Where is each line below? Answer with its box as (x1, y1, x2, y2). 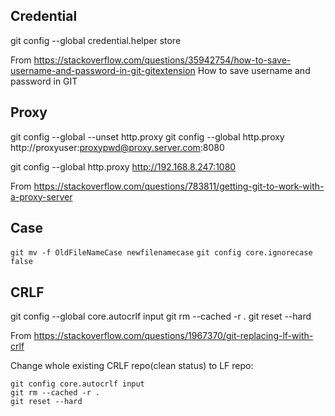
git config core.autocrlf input (10, 379, 145, 389)
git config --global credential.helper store (10, 34, 182, 46)
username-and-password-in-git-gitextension (10, 64, 196, 76)
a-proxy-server (10, 190, 73, 203)
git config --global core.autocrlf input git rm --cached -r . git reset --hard (10, 310, 312, 323)
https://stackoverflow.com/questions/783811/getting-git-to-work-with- (33, 180, 325, 192)
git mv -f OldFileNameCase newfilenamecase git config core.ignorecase (10, 248, 313, 258)
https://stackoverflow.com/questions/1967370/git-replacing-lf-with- (33, 330, 314, 342)
